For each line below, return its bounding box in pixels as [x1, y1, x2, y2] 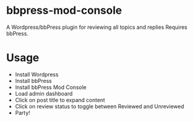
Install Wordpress [14, 70, 59, 78]
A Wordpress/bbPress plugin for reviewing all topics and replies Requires [6, 23, 188, 31]
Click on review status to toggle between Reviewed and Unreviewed [14, 103, 185, 110]
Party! [14, 109, 30, 116]
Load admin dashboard [14, 90, 73, 97]
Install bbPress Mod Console [14, 84, 87, 91]
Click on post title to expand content [14, 96, 106, 103]
